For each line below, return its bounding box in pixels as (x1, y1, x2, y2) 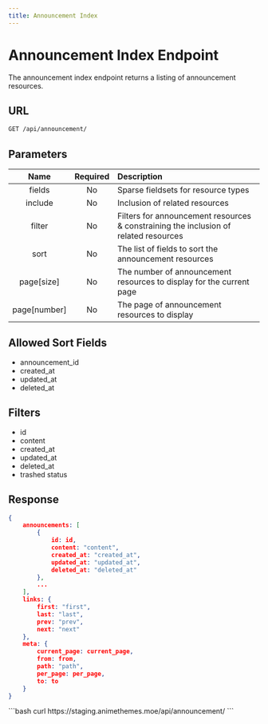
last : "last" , (37, 610, 84, 619)
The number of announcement (116, 267, 232, 278)
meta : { (22, 640, 48, 648)
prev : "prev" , (37, 618, 84, 626)
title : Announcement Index (8, 11, 98, 20)
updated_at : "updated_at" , (50, 558, 141, 567)
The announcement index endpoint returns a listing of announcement (8, 73, 237, 82)
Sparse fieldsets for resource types (116, 184, 250, 196)
